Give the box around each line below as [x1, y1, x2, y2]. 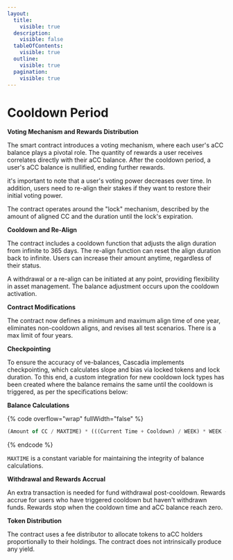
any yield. [7, 545, 35, 553]
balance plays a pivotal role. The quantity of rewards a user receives [7, 149, 203, 157]
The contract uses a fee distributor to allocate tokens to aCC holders [7, 530, 203, 538]
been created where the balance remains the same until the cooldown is [7, 380, 214, 389]
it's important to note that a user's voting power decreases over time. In [7, 176, 212, 185]
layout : [7, 10, 30, 17]
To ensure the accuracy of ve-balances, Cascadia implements [7, 359, 185, 367]
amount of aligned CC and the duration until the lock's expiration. [7, 213, 193, 221]
